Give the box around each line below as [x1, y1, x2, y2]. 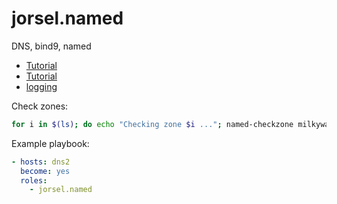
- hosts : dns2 [11, 157, 71, 167]
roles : [20, 175, 48, 186]
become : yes [20, 166, 71, 176]
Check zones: [11, 100, 69, 112]
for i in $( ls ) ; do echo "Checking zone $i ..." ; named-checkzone [11, 119, 294, 129]
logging [25, 80, 58, 92]
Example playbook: [11, 137, 90, 149]
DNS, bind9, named [11, 40, 92, 52]
